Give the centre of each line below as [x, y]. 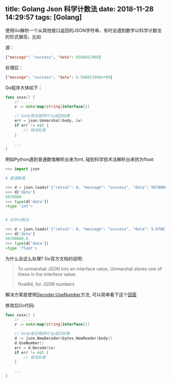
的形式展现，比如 [23, 37]
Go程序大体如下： [24, 88]
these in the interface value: [47, 274]
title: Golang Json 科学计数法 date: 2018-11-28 [79, 9]
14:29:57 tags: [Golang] [44, 18]
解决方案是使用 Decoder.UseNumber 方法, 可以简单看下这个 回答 [71, 294]
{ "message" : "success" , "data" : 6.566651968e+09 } [59, 77]
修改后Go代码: [20, 305]
